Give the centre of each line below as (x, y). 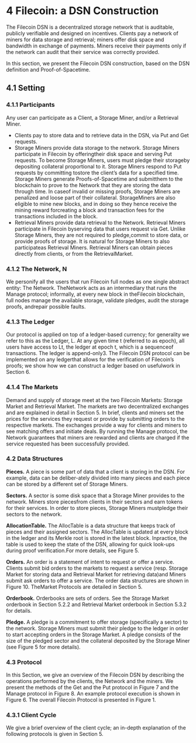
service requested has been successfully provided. (68, 444)
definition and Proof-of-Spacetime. (48, 69)
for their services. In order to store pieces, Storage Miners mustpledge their (97, 508)
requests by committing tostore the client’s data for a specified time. (97, 173)
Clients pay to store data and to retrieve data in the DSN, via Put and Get (102, 135)
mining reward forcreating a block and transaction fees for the (89, 210)
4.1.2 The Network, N (37, 269)
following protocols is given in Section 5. (55, 734)
